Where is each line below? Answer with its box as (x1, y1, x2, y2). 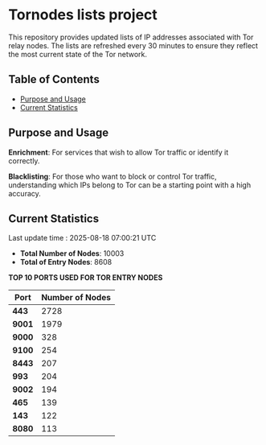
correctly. (8, 155, 40, 166)
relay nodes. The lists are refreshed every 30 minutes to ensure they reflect (8, 40, 259, 50)
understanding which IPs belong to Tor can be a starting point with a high (8, 179, 252, 190)
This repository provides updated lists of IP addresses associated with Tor (8, 32, 254, 42)
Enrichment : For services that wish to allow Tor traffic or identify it (8, 147, 229, 157)
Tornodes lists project (8, 6, 158, 24)
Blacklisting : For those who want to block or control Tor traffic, (8, 171, 217, 181)
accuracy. (8, 188, 42, 198)
